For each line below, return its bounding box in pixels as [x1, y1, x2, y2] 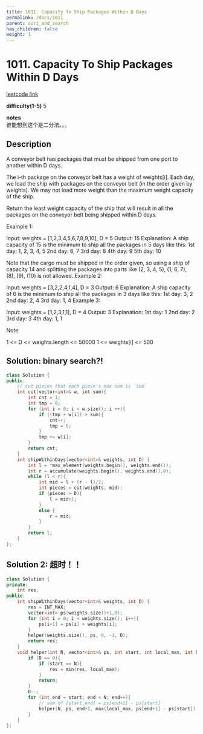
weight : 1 [6, 32, 31, 38]
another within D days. [6, 161, 62, 169]
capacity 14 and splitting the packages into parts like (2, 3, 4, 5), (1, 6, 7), [6, 265, 187, 273]
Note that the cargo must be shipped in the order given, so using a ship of [6, 259, 190, 266]
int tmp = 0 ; [28, 400, 61, 406]
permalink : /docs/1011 [6, 15, 63, 21]
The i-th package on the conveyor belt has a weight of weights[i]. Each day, [6, 173, 195, 181]
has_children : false [6, 25, 59, 32]
